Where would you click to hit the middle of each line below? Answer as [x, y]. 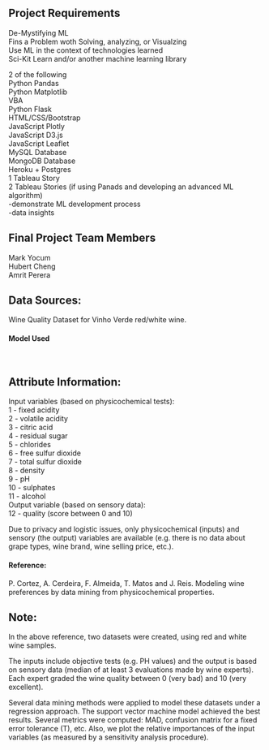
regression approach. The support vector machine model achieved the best [134, 711]
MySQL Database [38, 152]
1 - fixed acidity [34, 410]
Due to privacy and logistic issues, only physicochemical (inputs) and [124, 529]
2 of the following [38, 74]
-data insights [32, 212]
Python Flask [30, 109]
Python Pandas [34, 83]
